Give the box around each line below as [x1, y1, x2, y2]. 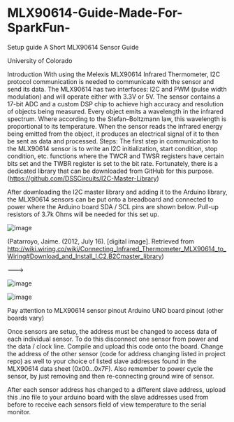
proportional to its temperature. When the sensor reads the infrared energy [7, 122, 224, 130]
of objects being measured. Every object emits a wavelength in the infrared [7, 107, 224, 115]
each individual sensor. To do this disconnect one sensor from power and [7, 335, 219, 343]
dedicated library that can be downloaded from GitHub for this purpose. [7, 167, 214, 175]
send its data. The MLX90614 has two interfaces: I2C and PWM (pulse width [7, 85, 227, 93]
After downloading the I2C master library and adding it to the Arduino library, [7, 188, 228, 196]
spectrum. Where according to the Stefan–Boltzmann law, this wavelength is [7, 114, 227, 123]
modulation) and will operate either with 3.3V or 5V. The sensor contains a [7, 92, 221, 101]
